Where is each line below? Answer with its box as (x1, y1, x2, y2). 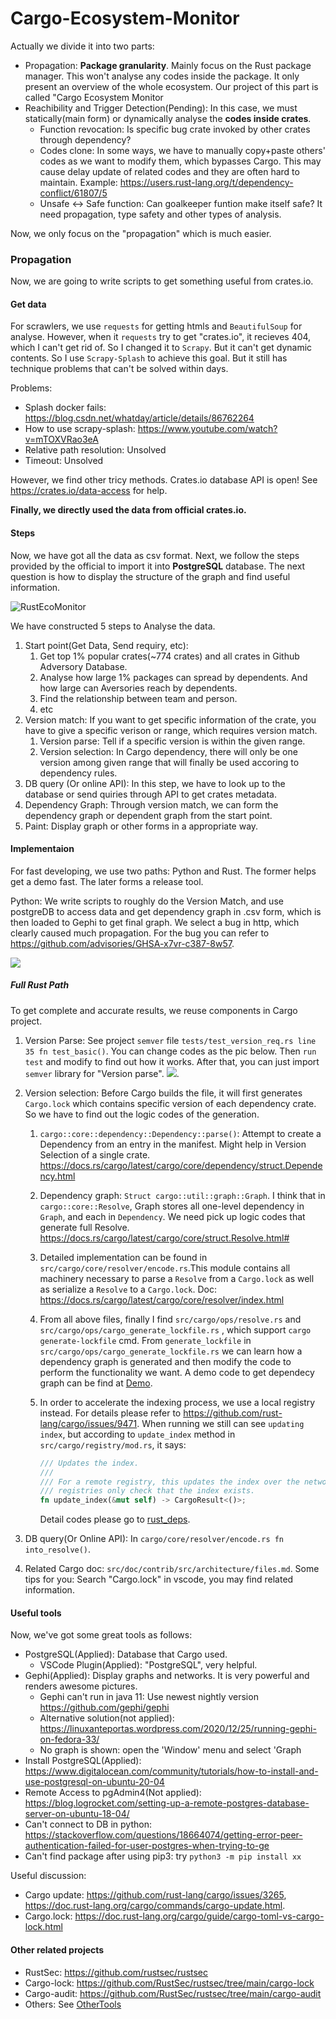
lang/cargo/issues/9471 (39, 1417, 138, 1429)
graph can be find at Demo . (39, 1377, 153, 1389)
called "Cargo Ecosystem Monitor (24, 91, 164, 103)
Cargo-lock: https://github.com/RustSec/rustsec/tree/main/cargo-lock (24, 1977, 315, 1989)
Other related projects (10, 1943, 105, 1956)
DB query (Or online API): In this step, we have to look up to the (24, 777, 286, 789)
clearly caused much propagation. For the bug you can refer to (10, 927, 270, 939)
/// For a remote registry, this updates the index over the (39, 1477, 300, 1487)
